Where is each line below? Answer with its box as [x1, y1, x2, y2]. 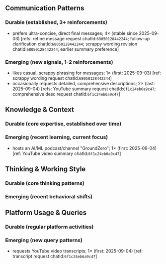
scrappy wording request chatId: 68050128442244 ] [12, 75, 112, 81]
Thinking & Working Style [5, 164, 86, 173]
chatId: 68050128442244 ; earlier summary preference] [12, 46, 119, 52]
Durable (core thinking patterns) [5, 179, 84, 186]
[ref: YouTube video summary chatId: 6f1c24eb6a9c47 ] [12, 150, 121, 156]
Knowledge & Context [5, 106, 75, 114]
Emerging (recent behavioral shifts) [5, 193, 93, 200]
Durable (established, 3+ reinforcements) [5, 19, 108, 26]
